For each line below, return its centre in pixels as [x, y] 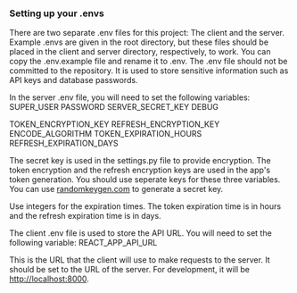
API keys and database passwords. [74, 80]
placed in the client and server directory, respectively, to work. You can [140, 52]
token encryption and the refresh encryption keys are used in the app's [140, 170]
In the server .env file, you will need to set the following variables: [130, 97]
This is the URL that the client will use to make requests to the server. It [140, 260]
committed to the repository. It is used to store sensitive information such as [149, 71]
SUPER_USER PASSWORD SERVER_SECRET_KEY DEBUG [114, 107]
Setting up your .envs [57, 13]
